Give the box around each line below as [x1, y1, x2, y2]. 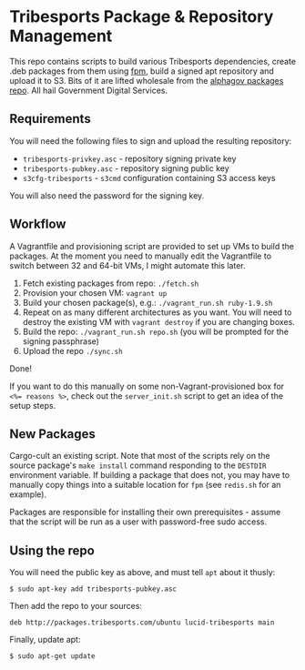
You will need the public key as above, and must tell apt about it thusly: [9, 567, 276, 578]
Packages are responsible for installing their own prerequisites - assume [9, 507, 281, 518]
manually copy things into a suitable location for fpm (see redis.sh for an [9, 480, 281, 491]
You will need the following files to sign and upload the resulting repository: [9, 135, 292, 147]
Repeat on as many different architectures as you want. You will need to [22, 307, 292, 318]
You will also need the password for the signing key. [9, 189, 205, 201]
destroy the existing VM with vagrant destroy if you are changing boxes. [22, 316, 296, 327]
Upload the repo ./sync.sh [22, 345, 123, 356]
